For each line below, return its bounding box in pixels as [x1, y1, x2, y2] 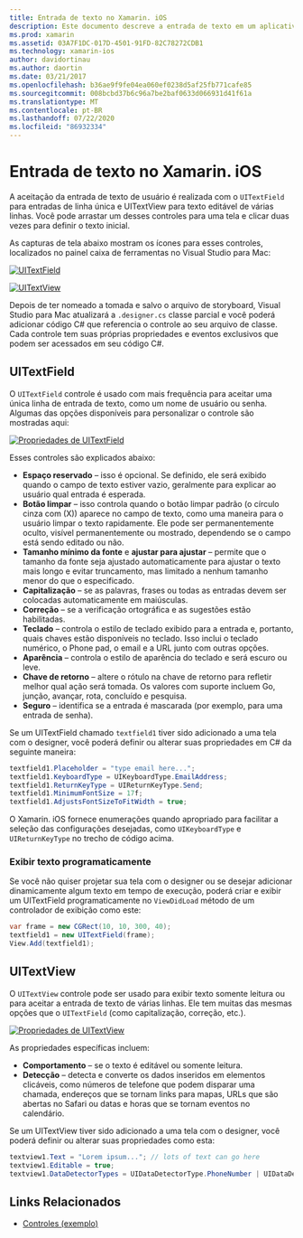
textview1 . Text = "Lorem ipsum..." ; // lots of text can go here [9, 1152, 260, 1161]
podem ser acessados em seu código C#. [9, 338, 165, 349]
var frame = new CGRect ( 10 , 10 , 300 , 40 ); [9, 923, 171, 932]
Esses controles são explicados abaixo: [9, 452, 156, 463]
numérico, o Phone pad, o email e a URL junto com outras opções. [22, 642, 269, 653]
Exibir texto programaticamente [9, 856, 151, 868]
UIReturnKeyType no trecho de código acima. [9, 833, 174, 844]
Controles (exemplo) [22, 1218, 99, 1229]
